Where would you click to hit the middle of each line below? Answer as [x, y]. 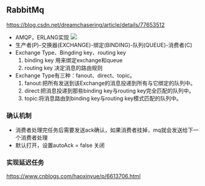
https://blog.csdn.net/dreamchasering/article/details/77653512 [86, 24]
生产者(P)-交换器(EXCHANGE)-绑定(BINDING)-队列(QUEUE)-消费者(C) [104, 45]
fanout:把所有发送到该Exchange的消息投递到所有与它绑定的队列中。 [110, 83]
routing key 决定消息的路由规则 [63, 68]
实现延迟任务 [25, 163]
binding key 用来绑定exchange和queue [73, 60]
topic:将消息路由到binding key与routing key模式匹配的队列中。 [103, 98]
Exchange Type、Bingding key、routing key [71, 52]
